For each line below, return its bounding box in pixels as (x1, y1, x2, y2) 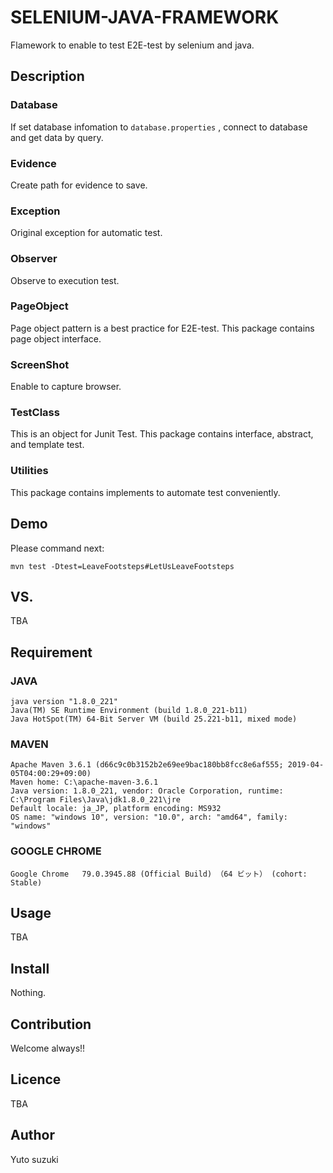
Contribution (10, 1016, 92, 1033)
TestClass (10, 406, 60, 420)
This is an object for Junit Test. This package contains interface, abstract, (10, 428, 314, 440)
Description (10, 68, 85, 85)
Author (10, 1127, 55, 1144)
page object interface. (10, 332, 102, 345)
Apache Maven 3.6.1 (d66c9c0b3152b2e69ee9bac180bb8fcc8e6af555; (10, 760, 284, 770)
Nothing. (10, 987, 47, 999)
